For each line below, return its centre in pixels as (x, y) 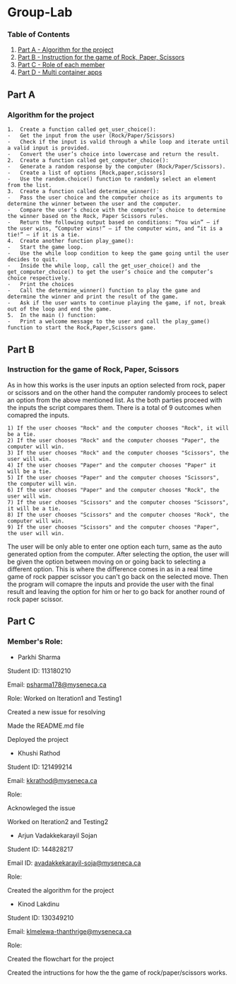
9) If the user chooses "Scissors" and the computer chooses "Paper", (113, 527)
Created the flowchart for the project (61, 959)
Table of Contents (39, 35)
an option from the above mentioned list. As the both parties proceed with (115, 400)
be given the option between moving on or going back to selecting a (107, 561)
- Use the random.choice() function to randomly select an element (112, 179)
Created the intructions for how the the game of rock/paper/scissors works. (117, 972)
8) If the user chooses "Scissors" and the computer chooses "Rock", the (118, 515)
